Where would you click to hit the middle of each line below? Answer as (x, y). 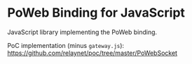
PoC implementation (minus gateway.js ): (66, 45)
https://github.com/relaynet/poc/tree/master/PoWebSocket (92, 53)
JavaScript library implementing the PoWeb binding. (82, 32)
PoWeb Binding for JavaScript (96, 13)
